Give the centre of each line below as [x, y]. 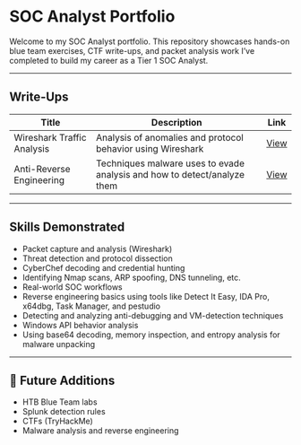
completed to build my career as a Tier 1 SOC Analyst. [109, 60]
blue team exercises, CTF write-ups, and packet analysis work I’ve [132, 50]
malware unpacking [59, 344]
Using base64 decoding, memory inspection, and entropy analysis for [151, 335]
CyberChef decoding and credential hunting [103, 267]
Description [177, 122]
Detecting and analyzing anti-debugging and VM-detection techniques [153, 315]
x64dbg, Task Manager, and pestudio [91, 306]
